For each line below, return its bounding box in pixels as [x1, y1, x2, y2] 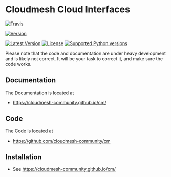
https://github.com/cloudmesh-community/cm [12, 138, 111, 144]
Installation [5, 152, 42, 161]
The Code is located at [5, 128, 53, 134]
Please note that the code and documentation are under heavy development [5, 50, 166, 56]
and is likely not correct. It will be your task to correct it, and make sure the [5, 55, 163, 62]
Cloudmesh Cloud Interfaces [5, 4, 131, 15]
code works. [5, 61, 32, 67]
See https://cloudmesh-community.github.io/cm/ [12, 166, 116, 172]
